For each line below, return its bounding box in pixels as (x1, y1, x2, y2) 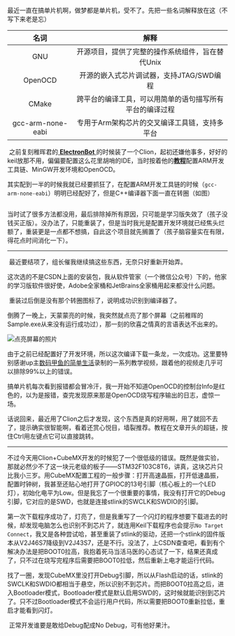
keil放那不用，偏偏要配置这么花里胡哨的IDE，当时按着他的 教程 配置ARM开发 (7, 156, 225, 165)
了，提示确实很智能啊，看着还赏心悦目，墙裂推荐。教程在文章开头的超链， (7, 424, 222, 431)
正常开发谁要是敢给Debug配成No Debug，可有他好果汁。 (8, 621, 174, 629)
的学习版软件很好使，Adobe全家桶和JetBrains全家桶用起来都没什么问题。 (7, 281, 219, 290)
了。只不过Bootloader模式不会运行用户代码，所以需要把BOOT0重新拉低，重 (7, 597, 225, 605)
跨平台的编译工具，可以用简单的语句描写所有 (76, 94, 224, 104)
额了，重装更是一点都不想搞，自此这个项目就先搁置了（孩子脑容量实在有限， (7, 227, 228, 236)
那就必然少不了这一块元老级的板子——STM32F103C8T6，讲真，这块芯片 (7, 462, 218, 471)
